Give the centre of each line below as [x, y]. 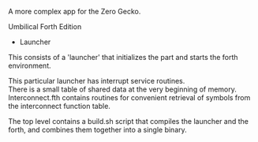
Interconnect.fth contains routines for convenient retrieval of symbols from [129, 97]
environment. [30, 65]
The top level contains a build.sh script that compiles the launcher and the [129, 121]
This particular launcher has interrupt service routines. [97, 81]
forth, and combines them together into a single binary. [97, 130]
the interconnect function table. [59, 106]
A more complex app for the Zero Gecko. [75, 11]
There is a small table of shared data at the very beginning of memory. [122, 89]
